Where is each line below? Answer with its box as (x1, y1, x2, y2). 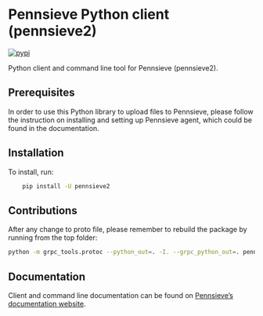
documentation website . (8, 299, 86, 308)
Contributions (8, 204, 77, 217)
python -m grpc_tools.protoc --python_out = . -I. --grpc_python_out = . (8, 249, 240, 256)
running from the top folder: (8, 233, 98, 242)
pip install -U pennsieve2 (22, 182, 110, 190)
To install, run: (8, 167, 54, 176)
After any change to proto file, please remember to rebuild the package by (8, 225, 248, 234)
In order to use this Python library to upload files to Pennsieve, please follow (8, 107, 254, 116)
